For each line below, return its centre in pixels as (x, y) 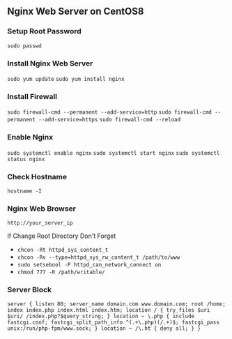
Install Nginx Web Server (50, 63)
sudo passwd (24, 46)
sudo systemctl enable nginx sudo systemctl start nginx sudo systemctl (114, 153)
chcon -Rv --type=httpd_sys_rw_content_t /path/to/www (99, 257)
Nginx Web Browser (42, 209)
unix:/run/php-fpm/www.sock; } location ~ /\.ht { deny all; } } (104, 329)
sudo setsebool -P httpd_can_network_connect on (89, 265)
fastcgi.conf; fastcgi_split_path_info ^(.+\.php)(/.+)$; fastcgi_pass (113, 323)
